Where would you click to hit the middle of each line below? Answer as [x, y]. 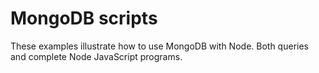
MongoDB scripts [84, 18]
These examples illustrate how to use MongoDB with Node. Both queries [159, 46]
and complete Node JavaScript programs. [96, 56]
